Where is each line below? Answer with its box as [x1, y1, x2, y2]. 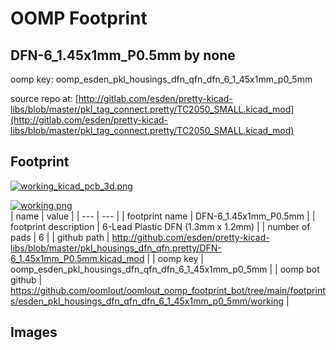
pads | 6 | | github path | [10, 231, 110, 243]
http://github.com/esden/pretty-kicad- [111, 231, 270, 243]
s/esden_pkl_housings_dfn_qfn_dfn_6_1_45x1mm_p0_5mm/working [10, 295, 285, 307]
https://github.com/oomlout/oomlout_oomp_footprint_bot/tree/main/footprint [10, 284, 326, 296]
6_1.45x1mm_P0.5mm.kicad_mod [10, 252, 145, 264]
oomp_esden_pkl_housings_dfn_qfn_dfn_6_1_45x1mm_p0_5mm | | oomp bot [10, 263, 320, 275]
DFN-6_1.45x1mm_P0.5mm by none [10, 47, 236, 64]
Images [10, 324, 58, 341]
